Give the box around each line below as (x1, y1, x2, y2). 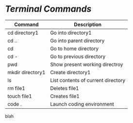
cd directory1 (7, 29, 39, 36)
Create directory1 (50, 69, 91, 76)
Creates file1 (50, 93, 80, 100)
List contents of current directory (50, 77, 125, 83)
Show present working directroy (50, 61, 123, 68)
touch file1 (7, 93, 33, 100)
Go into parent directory (50, 37, 105, 44)
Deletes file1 (50, 84, 79, 91)
